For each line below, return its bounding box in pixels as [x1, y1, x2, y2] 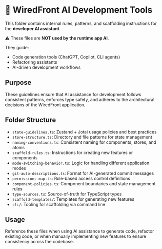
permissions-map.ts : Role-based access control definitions [12, 175, 131, 181]
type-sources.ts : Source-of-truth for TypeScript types [12, 191, 122, 197]
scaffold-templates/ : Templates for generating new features [12, 196, 135, 202]
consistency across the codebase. [5, 239, 74, 245]
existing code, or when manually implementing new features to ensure [5, 233, 146, 239]
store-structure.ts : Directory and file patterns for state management [12, 134, 153, 140]
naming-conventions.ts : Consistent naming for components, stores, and [12, 139, 157, 145]
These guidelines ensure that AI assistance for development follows [5, 91, 142, 97]
